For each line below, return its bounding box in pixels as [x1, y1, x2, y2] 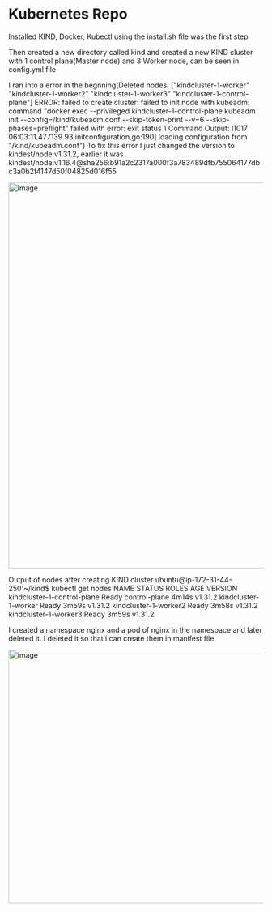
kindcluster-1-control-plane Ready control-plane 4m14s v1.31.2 [8, 592, 218, 602]
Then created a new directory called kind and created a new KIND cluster [8, 47, 253, 57]
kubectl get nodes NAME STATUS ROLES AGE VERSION [51, 583, 238, 593]
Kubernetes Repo [8, 5, 128, 23]
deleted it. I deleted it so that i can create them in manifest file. [8, 633, 217, 643]
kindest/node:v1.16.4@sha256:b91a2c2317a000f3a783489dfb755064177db [8, 157, 261, 167]
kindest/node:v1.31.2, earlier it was [8, 149, 124, 159]
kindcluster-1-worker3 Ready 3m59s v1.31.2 [8, 609, 155, 619]
